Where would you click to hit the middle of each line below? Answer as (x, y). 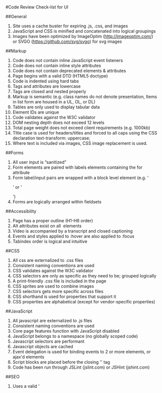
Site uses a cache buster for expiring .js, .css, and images (70, 26)
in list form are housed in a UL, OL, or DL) (54, 102)
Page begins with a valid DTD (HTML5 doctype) (60, 76)
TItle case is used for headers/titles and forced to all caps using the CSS (85, 133)
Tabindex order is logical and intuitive (50, 241)
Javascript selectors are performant (48, 341)
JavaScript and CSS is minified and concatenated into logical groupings (84, 31)
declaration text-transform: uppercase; (51, 138)
